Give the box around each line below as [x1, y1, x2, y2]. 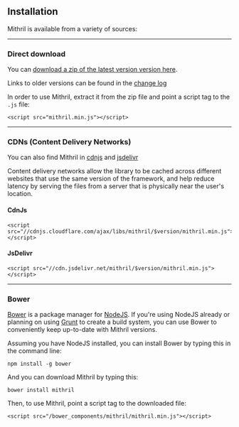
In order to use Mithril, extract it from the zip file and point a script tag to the [7, 92, 230, 102]
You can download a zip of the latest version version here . [7, 65, 178, 74]
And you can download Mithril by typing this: [7, 373, 139, 382]
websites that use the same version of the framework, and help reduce [7, 174, 215, 183]
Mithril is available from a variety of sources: [7, 24, 137, 33]
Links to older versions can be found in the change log [7, 79, 167, 87]
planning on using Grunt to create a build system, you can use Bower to [7, 318, 217, 326]
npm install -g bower [7, 360, 72, 368]
